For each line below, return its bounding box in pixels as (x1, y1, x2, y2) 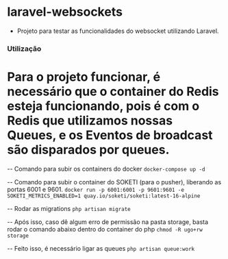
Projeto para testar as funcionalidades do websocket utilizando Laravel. (16, 27, 219, 35)
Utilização (7, 44, 42, 53)
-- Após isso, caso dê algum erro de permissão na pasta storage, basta (7, 217, 209, 226)
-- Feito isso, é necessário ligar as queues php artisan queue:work (7, 244, 195, 252)
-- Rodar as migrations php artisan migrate (7, 204, 131, 212)
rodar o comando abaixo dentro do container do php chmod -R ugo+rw (7, 225, 203, 233)
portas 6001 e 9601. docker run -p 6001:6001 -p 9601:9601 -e (7, 185, 185, 193)
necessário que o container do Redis (7, 84, 219, 99)
